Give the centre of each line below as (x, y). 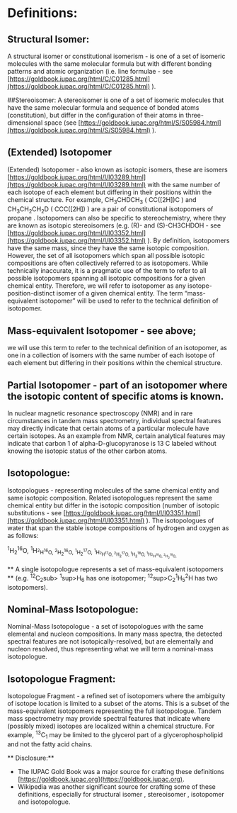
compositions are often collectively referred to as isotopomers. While (108, 263)
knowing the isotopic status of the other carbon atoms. (87, 451)
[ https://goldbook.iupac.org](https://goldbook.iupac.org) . (101, 779)
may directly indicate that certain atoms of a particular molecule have (108, 428)
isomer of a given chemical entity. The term (120, 293)
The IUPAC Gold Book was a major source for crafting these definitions (121, 771)
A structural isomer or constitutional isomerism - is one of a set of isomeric (116, 56)
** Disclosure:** (31, 758)
